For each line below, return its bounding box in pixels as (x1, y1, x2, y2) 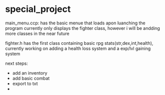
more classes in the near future (5, 30, 70, 36)
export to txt (12, 81, 38, 87)
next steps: (5, 60, 28, 66)
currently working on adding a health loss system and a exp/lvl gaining (5, 45, 151, 51)
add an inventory (12, 70, 47, 76)
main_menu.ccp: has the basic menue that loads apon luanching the (5, 20, 146, 26)
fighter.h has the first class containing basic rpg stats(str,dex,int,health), (5, 40, 153, 46)
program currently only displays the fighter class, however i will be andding (5, 25, 160, 31)
